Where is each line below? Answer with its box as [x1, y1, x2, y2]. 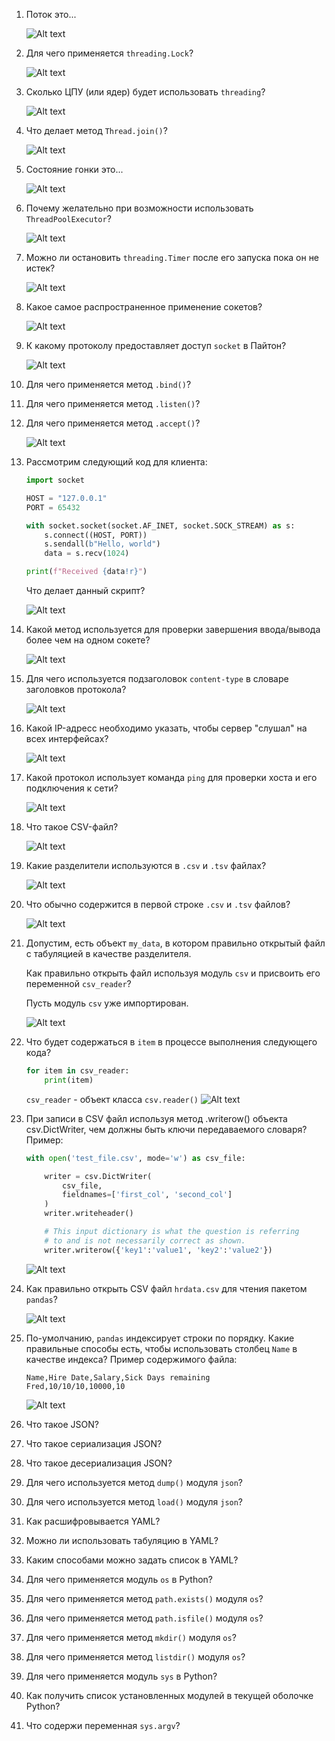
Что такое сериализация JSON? [25, 1437, 163, 1449]
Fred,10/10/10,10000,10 [25, 1381, 126, 1391]
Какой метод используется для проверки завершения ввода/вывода [25, 624, 321, 635]
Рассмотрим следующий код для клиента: [25, 456, 208, 468]
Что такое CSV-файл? [25, 821, 119, 833]
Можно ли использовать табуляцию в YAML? [25, 1534, 219, 1546]
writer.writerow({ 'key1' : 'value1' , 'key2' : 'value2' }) [44, 1245, 273, 1255]
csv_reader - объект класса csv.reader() [25, 1093, 199, 1105]
